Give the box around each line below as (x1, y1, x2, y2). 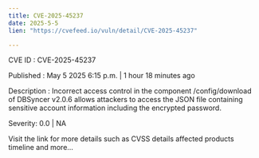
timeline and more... (8, 143, 74, 152)
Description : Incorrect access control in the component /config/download (8, 86, 253, 96)
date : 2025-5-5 (8, 19, 59, 27)
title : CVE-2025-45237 (8, 11, 84, 20)
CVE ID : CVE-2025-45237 (8, 55, 96, 65)
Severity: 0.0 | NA (8, 119, 66, 128)
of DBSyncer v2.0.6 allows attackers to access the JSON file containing (8, 95, 243, 105)
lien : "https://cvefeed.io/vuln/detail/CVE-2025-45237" (8, 26, 198, 34)
